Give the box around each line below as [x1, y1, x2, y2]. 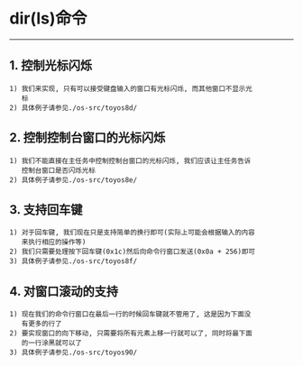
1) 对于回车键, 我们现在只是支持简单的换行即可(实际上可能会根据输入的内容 [9, 228, 255, 237]
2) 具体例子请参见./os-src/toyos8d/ [9, 103, 138, 113]
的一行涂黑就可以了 [21, 339, 83, 348]
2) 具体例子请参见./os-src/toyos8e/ [9, 175, 138, 185]
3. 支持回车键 [9, 202, 83, 217]
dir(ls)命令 [9, 8, 87, 29]
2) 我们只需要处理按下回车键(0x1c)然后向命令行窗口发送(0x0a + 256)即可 [9, 247, 255, 257]
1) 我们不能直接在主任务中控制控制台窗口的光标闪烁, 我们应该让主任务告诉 [9, 156, 252, 165]
